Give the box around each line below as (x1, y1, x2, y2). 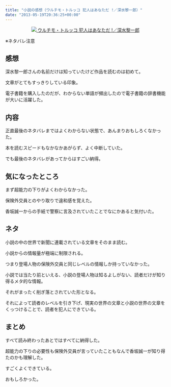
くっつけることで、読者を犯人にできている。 (5, 306, 99, 312)
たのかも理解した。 (5, 354, 46, 360)
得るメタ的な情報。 (5, 278, 46, 284)
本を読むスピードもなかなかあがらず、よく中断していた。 (5, 145, 126, 151)
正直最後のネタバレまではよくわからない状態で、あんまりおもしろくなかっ (5, 128, 161, 134)
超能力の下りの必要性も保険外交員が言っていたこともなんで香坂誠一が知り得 (5, 348, 165, 354)
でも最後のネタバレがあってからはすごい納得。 (5, 156, 103, 162)
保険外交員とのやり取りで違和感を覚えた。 (5, 197, 95, 203)
